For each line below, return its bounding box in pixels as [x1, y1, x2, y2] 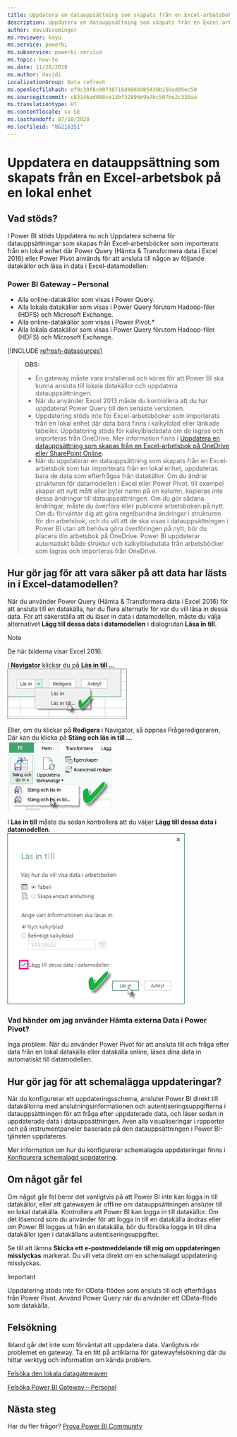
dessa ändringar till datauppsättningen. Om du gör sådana [35, 494, 205, 503]
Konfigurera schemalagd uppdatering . [7, 1153, 118, 1161]
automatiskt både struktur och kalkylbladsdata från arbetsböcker [35, 540, 224, 548]
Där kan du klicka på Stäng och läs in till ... [7, 733, 133, 742]
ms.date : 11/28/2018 [7, 64, 68, 71]
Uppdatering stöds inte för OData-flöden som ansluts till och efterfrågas [7, 1286, 217, 1294]
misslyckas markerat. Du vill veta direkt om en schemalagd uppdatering [7, 1251, 217, 1259]
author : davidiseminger [7, 26, 78, 33]
